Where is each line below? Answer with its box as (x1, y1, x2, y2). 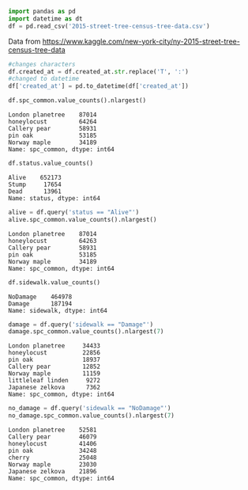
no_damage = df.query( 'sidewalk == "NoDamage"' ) (8, 405, 171, 412)
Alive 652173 (8, 173, 62, 181)
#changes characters (8, 60, 77, 68)
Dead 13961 (8, 187, 62, 196)
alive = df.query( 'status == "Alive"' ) (8, 208, 140, 216)
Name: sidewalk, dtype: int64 (8, 306, 108, 314)
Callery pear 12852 (8, 363, 101, 371)
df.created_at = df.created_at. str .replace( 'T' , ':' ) (8, 67, 190, 75)
